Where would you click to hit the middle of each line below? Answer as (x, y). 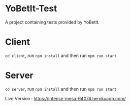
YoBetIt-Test (31, 9)
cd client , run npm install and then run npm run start (61, 55)
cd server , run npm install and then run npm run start (61, 89)
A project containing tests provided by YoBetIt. (52, 22)
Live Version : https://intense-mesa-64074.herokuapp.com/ (65, 98)
